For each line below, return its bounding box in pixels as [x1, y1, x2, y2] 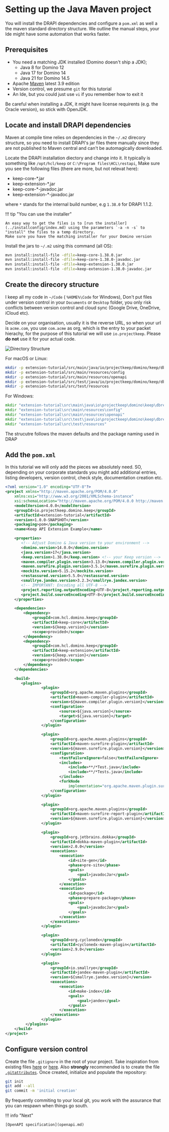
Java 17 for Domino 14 [20, 70, 66, 76]
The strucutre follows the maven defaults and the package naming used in [5, 430, 159, 437]
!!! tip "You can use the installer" [5, 211, 72, 217]
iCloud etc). [5, 310, 29, 316]
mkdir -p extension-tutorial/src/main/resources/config [5, 370, 125, 375]
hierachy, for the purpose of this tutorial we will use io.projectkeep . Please [5, 330, 161, 336]
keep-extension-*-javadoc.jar [12, 191, 74, 197]
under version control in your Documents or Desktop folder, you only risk [5, 299, 151, 305]
